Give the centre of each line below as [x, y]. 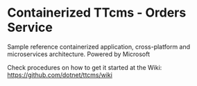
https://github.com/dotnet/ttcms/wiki [60, 75]
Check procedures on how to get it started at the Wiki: [85, 67]
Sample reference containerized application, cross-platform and [99, 46]
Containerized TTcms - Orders [97, 13]
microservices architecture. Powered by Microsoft [79, 54]
